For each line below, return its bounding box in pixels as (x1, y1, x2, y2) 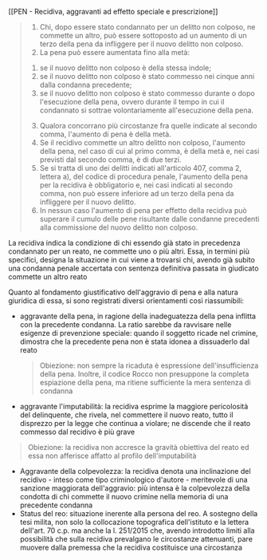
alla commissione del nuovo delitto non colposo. (39, 223, 198, 232)
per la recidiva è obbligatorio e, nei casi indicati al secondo (39, 180, 234, 190)
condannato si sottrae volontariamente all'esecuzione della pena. (39, 105, 253, 115)
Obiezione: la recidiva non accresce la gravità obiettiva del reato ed (27, 443, 249, 452)
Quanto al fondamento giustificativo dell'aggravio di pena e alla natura (8, 287, 239, 297)
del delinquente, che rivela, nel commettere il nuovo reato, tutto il (19, 410, 234, 420)
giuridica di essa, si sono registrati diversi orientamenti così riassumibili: (8, 296, 245, 306)
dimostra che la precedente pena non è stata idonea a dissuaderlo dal (19, 337, 249, 346)
